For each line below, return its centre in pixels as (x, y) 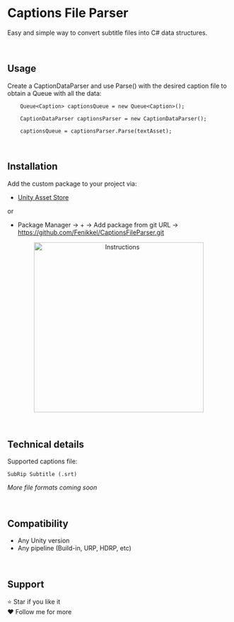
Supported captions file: (42, 461)
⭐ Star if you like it (34, 601)
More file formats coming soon (52, 487)
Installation (33, 167)
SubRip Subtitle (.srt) (42, 475)
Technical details (46, 444)
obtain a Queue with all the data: (54, 93)
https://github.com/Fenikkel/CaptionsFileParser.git (91, 232)
